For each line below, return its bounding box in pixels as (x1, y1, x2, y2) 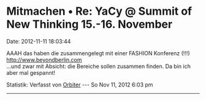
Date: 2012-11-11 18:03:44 (6, 37, 71, 45)
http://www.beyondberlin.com (6, 56, 82, 63)
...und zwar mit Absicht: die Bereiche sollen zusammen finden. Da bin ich (6, 63, 191, 70)
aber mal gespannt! (6, 69, 56, 76)
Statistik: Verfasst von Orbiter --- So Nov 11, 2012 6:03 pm (6, 81, 153, 88)
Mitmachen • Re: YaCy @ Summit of (6, 4, 192, 18)
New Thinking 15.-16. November (6, 17, 173, 31)
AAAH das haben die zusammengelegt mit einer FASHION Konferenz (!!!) (6, 49, 190, 56)
